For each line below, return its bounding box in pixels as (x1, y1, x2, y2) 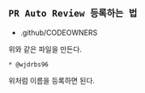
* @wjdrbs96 (8, 60, 49, 69)
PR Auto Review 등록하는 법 (8, 7, 138, 19)
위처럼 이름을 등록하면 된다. (8, 75, 96, 85)
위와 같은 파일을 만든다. (8, 44, 83, 54)
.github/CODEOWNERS (19, 27, 98, 37)
